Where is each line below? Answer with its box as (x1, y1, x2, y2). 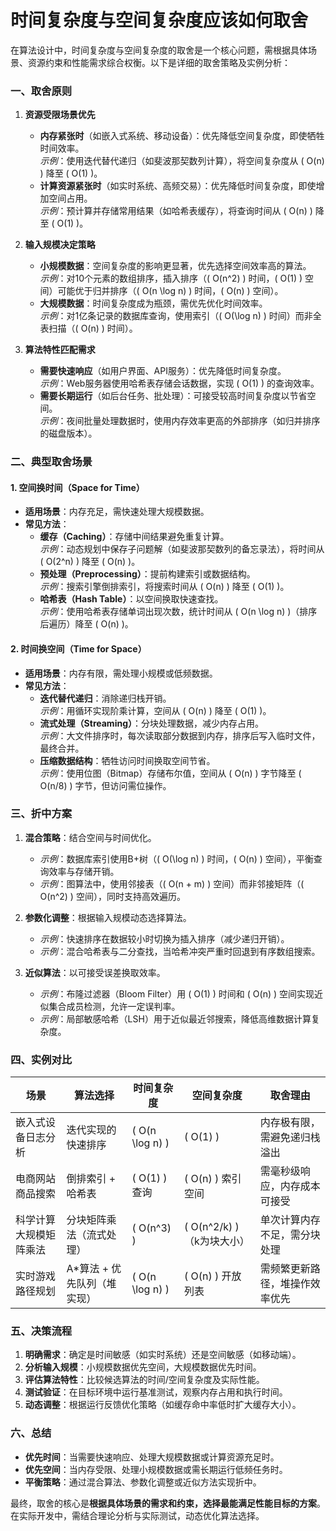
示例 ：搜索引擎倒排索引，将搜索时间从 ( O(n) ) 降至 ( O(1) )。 (39, 581, 290, 593)
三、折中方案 (10, 807, 73, 821)
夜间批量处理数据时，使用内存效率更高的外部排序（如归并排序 (66, 415, 321, 427)
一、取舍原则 (10, 84, 73, 98)
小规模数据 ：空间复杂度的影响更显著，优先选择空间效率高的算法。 (39, 260, 312, 272)
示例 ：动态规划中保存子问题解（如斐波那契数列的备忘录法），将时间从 (39, 543, 325, 555)
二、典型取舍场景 (10, 455, 93, 469)
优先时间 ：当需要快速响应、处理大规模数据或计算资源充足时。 (24, 1451, 280, 1463)
